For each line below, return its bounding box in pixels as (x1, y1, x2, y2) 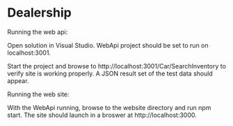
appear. (7, 76, 29, 84)
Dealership (7, 5, 72, 21)
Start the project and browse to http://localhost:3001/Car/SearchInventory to (7, 62, 226, 70)
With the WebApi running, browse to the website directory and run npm (7, 103, 211, 111)
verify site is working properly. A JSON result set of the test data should (7, 69, 214, 78)
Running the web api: (7, 28, 68, 36)
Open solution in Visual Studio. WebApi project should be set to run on (7, 41, 209, 49)
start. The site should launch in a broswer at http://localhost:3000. (7, 111, 197, 119)
